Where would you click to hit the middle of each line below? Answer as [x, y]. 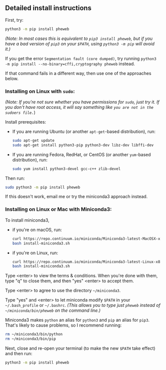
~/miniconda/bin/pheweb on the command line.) [53, 310]
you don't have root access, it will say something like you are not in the [79, 107]
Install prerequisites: [26, 122]
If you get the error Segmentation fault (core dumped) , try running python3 [81, 58]
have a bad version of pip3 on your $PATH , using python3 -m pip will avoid [80, 43]
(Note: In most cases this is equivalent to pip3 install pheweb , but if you [79, 38]
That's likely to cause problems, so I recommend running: [64, 325]
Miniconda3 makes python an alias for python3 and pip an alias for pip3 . [77, 320]
